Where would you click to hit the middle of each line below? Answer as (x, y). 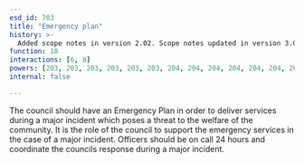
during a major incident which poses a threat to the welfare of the (131, 120)
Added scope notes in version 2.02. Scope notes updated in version (149, 43)
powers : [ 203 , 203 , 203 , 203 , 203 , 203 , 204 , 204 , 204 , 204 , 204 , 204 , (147, 69)
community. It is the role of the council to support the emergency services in (152, 129)
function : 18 (34, 52)
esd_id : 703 (32, 18)
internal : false (40, 77)
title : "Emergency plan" (56, 26)
